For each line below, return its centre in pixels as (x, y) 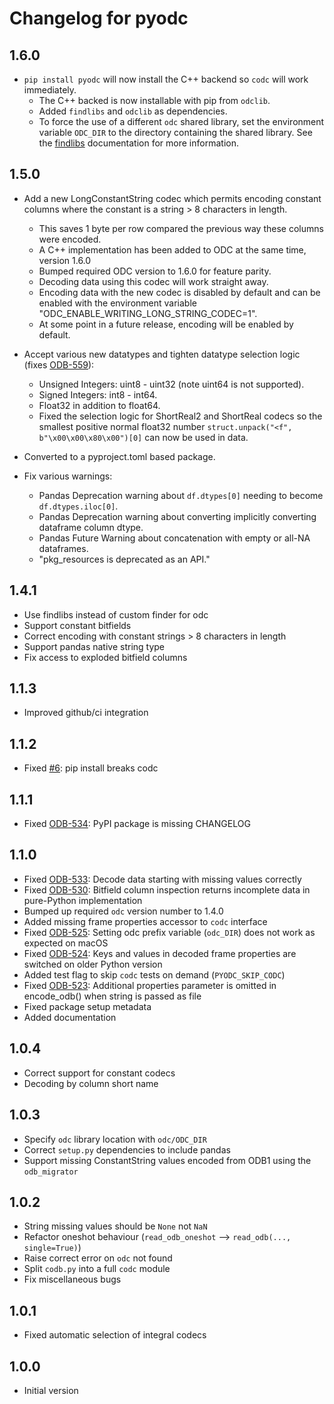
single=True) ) (52, 1248)
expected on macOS (66, 943)
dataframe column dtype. (91, 527)
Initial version (51, 1390)
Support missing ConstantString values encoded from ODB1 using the (167, 1160)
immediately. (50, 90)
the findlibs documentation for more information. (138, 143)
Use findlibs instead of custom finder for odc (116, 614)
